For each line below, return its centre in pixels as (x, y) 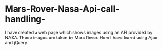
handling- (25, 19)
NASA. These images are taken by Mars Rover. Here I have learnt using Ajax (81, 37)
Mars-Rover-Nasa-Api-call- (62, 9)
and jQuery (16, 42)
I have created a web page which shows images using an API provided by (79, 32)
